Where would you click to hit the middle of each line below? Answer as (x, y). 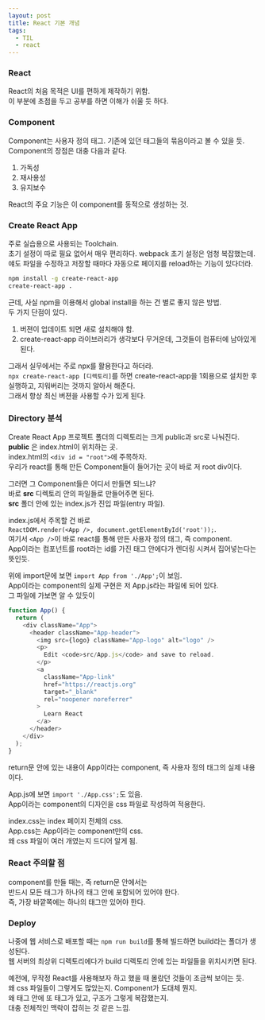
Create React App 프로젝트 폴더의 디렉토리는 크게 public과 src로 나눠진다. (124, 437)
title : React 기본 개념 (44, 23)
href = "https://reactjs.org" (90, 685)
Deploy (22, 923)
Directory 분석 (35, 418)
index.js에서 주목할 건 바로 (50, 521)
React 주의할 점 (36, 863)
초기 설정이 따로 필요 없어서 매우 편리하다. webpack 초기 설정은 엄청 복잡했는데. (132, 254)
